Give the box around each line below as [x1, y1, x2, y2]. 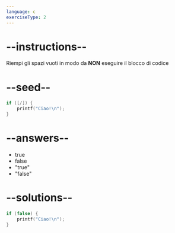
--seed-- [6, 80, 51, 94]
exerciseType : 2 [6, 14, 46, 20]
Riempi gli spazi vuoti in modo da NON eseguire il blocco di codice [6, 60, 169, 67]
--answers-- [6, 132, 69, 145]
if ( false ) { [6, 210, 39, 216]
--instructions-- [6, 40, 87, 54]
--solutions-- [6, 191, 73, 204]
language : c [6, 8, 36, 15]
